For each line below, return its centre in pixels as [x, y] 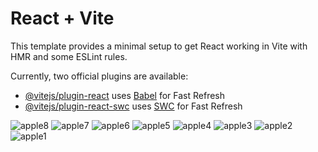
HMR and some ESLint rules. [69, 56]
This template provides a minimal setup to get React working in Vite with [159, 46]
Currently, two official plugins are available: [99, 76]
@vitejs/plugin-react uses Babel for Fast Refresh [125, 95]
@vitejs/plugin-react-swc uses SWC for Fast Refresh [133, 106]
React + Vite [62, 18]
